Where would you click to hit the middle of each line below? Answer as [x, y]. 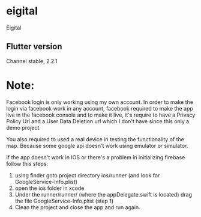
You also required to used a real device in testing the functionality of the [95, 139]
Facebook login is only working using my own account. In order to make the [100, 102]
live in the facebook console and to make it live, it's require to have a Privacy [101, 115]
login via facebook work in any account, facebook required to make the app [100, 108]
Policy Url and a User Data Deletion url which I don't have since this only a [98, 121]
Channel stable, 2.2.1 [32, 61]
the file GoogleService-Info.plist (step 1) [64, 201]
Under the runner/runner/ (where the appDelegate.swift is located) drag [103, 194]
